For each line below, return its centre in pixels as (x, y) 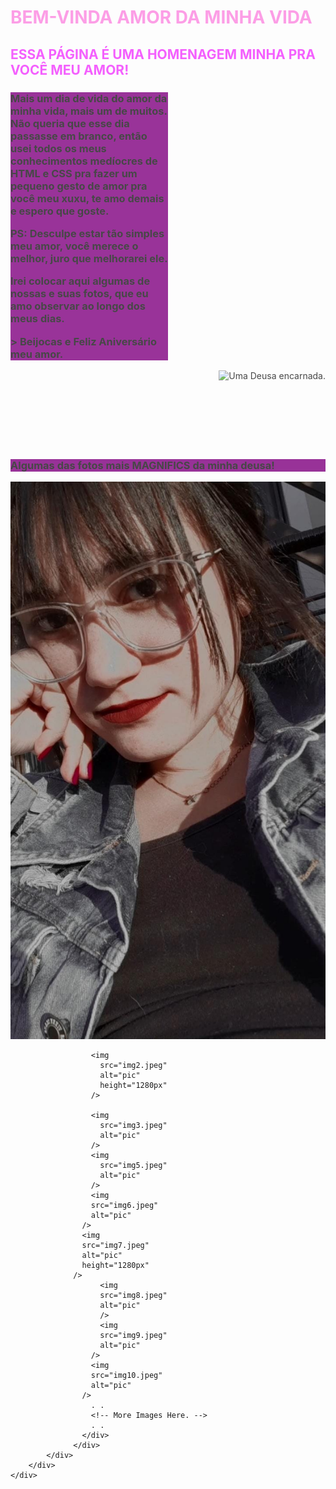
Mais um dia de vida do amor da (89, 98)
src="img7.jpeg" (115, 1245)
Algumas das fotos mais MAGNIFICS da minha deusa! (142, 465)
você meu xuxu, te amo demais (87, 198)
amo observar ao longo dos (78, 306)
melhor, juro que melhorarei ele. (89, 258)
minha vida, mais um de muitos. (89, 111)
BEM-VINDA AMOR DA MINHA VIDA (161, 17)
